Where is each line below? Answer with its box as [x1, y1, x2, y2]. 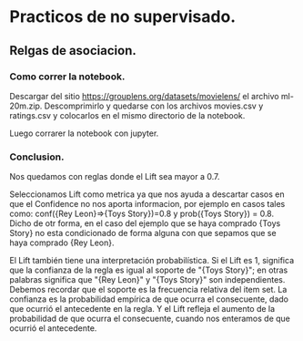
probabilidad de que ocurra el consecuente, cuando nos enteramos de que [9, 313, 291, 325]
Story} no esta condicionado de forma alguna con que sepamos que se [9, 228, 277, 239]
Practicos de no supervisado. [9, 6, 237, 27]
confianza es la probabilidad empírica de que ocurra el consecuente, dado [9, 294, 289, 305]
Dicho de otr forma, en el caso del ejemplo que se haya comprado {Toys [9, 218, 281, 229]
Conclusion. [9, 150, 65, 163]
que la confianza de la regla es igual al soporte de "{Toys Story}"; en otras [9, 264, 288, 275]
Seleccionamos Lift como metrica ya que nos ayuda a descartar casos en [9, 189, 285, 200]
